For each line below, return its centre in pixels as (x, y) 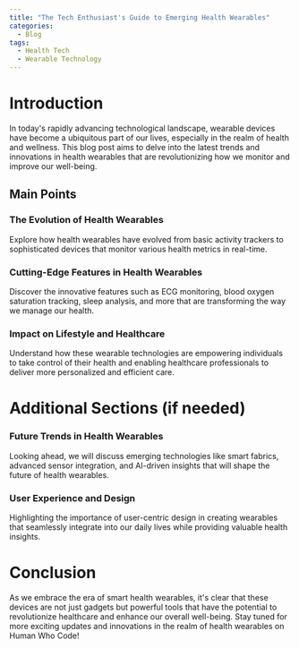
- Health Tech (43, 51)
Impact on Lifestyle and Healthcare (87, 334)
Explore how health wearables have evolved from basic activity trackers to (146, 239)
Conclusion (53, 573)
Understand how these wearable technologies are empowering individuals (146, 354)
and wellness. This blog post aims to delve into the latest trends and (135, 147)
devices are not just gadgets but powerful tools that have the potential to (143, 607)
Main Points (43, 195)
